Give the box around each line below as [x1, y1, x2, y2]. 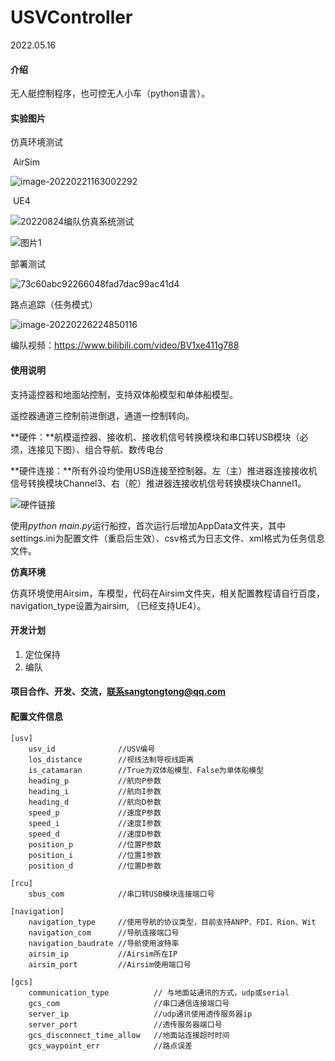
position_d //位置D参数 [28, 861, 162, 871]
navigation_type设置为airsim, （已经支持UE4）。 [10, 599, 207, 611]
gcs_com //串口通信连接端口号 [28, 998, 230, 1008]
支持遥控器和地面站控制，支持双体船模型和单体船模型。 [10, 388, 238, 400]
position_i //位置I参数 [28, 850, 162, 860]
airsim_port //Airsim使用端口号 [28, 959, 192, 970]
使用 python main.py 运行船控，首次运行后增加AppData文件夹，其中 [10, 519, 286, 531]
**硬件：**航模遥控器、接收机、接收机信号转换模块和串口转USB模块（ [10, 431, 300, 443]
